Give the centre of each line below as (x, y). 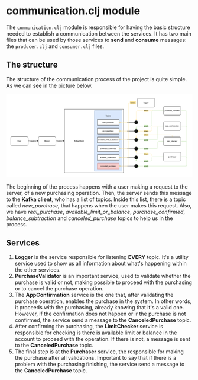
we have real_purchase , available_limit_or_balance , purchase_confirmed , (95, 212)
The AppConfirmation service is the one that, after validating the (94, 295)
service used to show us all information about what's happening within (101, 264)
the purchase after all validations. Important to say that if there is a (95, 358)
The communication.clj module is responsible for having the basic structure (98, 27)
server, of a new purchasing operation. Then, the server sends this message (99, 193)
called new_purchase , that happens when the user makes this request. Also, (99, 205)
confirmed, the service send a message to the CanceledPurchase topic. (103, 320)
